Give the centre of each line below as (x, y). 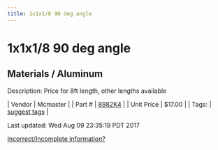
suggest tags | (28, 112)
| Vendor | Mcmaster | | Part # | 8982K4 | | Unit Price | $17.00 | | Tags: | (109, 104)
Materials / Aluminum (55, 74)
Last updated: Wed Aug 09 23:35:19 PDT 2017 (73, 125)
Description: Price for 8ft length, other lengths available (87, 91)
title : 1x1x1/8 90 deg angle (50, 14)
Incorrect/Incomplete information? (57, 138)
